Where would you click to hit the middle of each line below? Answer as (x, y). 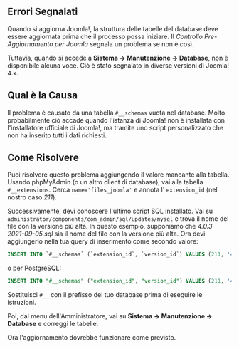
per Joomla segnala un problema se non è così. (124, 44)
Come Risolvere (43, 158)
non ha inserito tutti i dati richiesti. (57, 135)
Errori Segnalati (43, 12)
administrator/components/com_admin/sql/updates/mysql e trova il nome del (118, 219)
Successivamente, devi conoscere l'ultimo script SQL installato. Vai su (110, 211)
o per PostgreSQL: (34, 268)
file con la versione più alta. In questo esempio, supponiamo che (102, 226)
